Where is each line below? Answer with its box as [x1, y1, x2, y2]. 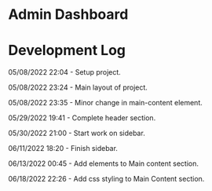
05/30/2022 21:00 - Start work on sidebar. [8, 128, 145, 138]
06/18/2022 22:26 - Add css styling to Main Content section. [8, 174, 205, 184]
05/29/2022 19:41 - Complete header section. [8, 113, 156, 123]
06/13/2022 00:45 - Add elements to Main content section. [8, 159, 199, 168]
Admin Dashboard [8, 6, 129, 24]
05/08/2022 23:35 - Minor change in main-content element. [8, 98, 203, 108]
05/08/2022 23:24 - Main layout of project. [8, 83, 148, 92]
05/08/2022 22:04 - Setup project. [8, 68, 122, 77]
